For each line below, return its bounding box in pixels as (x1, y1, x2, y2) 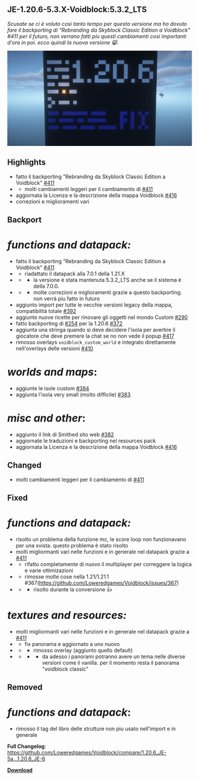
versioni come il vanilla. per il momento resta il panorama (42, 659, 180, 666)
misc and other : (7, 411, 86, 424)
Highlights (7, 158, 46, 168)
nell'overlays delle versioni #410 (15, 345, 94, 352)
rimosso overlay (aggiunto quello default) (33, 647, 133, 654)
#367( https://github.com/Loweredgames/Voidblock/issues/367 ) (24, 579, 179, 586)
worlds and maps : (7, 366, 98, 379)
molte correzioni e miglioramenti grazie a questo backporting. (33, 288, 182, 295)
